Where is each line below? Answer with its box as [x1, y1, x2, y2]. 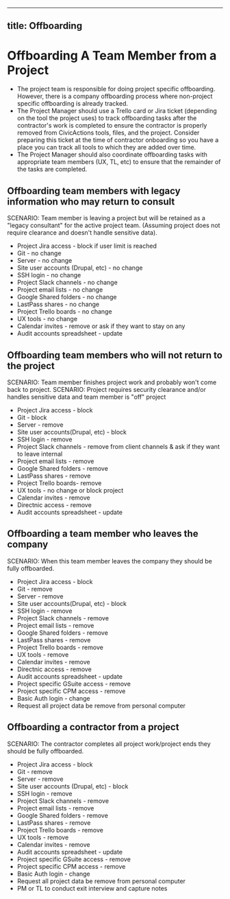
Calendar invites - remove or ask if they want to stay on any [16, 322, 186, 330]
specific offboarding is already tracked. [16, 100, 129, 108]
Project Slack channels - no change [16, 279, 118, 287]
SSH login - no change [16, 271, 81, 279]
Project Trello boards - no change [16, 307, 112, 316]
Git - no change [16, 249, 62, 257]
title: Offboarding [7, 20, 83, 32]
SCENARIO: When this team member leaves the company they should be [7, 557, 212, 565]
